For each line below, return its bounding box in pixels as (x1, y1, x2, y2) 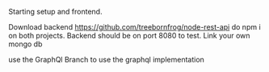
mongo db (8, 39, 43, 49)
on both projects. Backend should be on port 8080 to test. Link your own (8, 31, 250, 40)
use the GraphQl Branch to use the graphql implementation (8, 55, 204, 64)
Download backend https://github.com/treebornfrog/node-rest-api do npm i (8, 22, 261, 31)
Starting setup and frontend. (8, 7, 103, 16)
